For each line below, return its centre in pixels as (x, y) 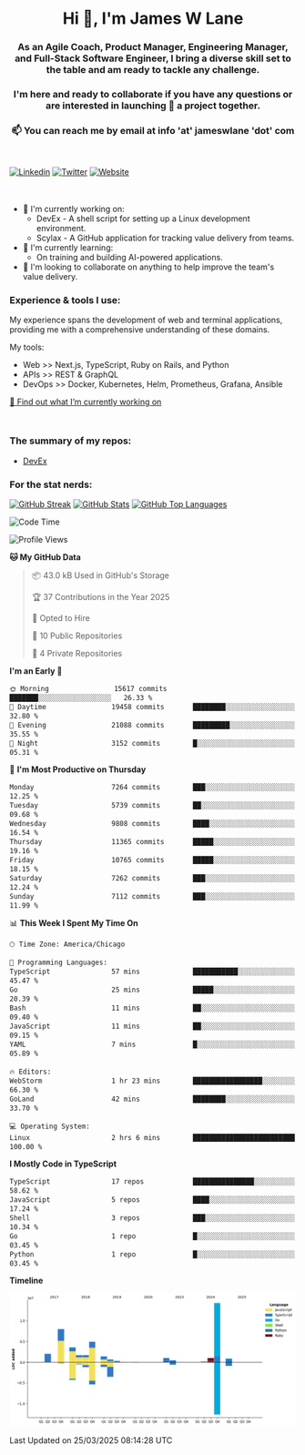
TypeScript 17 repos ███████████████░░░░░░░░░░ (152, 1181)
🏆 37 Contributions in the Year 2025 (101, 596)
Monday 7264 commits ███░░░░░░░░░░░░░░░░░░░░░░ (152, 787)
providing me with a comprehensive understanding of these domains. (140, 330)
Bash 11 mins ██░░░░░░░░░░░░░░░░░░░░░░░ (152, 1008)
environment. (61, 228)
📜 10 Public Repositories (77, 636)
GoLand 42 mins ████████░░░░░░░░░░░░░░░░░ (152, 1099)
